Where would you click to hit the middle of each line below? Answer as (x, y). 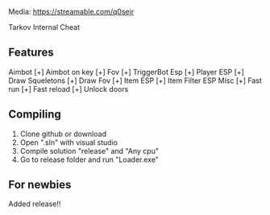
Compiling (35, 115)
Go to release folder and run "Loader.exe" (89, 159)
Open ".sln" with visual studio (69, 142)
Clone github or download (63, 134)
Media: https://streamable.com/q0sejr (71, 12)
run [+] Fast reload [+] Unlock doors (69, 89)
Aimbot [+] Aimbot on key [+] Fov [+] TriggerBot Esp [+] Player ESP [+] (126, 72)
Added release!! (35, 204)
